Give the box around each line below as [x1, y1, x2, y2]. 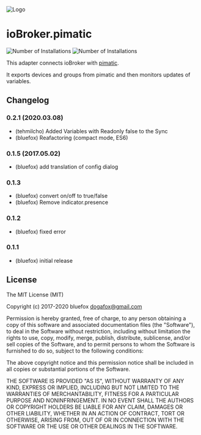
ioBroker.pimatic [6, 27, 92, 41]
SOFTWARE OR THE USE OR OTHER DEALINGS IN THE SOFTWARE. [6, 422, 178, 430]
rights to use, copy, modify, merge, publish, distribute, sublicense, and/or [6, 334, 191, 342]
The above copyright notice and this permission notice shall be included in [6, 359, 194, 366]
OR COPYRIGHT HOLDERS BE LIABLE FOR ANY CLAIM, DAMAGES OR [6, 403, 183, 411]
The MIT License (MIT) [6, 291, 64, 298]
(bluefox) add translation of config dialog [15, 163, 119, 170]
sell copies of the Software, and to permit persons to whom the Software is [6, 340, 196, 348]
